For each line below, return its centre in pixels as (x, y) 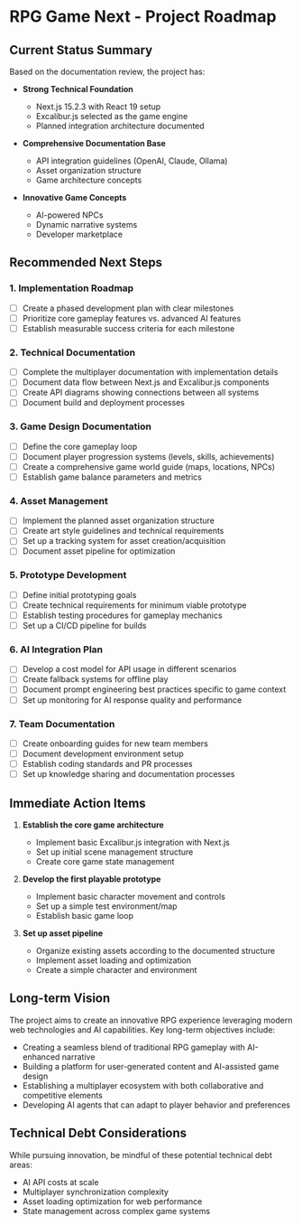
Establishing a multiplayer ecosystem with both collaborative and (143, 1085)
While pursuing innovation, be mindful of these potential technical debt (141, 1155)
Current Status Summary (81, 50)
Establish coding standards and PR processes (107, 764)
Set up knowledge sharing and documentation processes (128, 774)
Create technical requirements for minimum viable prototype (134, 605)
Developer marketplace (79, 234)
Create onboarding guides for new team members (115, 743)
